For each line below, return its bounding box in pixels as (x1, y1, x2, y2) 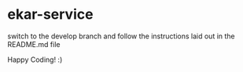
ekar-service (7, 5, 94, 23)
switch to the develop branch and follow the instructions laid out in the (7, 31, 235, 41)
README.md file (7, 39, 61, 49)
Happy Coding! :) (7, 55, 63, 64)
